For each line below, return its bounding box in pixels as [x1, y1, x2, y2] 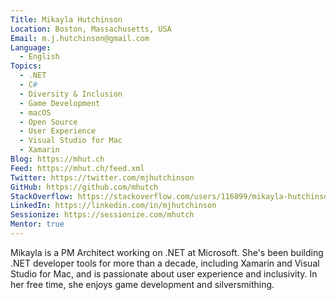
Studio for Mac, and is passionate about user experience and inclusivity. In [10, 267, 318, 280]
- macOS [19, 107, 52, 118]
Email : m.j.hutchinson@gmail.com [10, 33, 150, 43]
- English [19, 52, 60, 62]
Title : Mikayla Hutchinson [10, 14, 123, 25]
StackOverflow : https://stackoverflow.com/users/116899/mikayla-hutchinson [10, 191, 333, 201]
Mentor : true [10, 219, 65, 230]
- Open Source [19, 117, 78, 127]
